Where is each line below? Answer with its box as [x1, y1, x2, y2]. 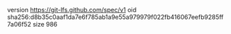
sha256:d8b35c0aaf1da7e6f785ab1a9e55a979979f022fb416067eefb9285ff [7, 13, 224, 21]
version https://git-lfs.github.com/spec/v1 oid [7, 6, 137, 14]
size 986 [32, 20, 58, 28]
